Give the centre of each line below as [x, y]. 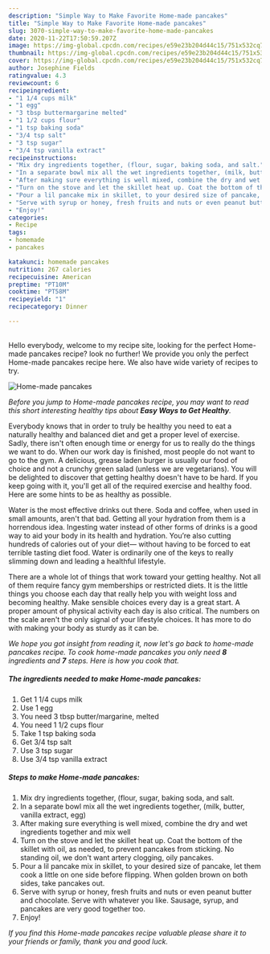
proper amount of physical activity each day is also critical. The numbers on [134, 611]
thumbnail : [27, 53]
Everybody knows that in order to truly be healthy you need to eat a [120, 426]
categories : [28, 218]
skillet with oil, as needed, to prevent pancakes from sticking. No [127, 849]
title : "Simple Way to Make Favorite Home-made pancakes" [107, 23]
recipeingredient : [39, 90]
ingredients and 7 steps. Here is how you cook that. [94, 661]
